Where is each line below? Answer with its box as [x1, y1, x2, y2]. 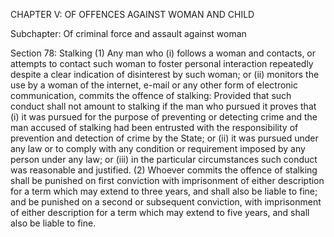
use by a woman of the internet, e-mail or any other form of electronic [10, 79, 298, 91]
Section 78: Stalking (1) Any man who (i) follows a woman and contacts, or [10, 47, 317, 59]
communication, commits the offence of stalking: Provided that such [10, 90, 292, 101]
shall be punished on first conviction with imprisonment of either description [10, 175, 325, 186]
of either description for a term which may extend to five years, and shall [10, 207, 310, 218]
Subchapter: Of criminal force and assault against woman [10, 28, 247, 39]
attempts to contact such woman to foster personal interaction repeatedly [10, 58, 314, 69]
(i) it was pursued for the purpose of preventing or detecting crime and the [10, 111, 318, 123]
